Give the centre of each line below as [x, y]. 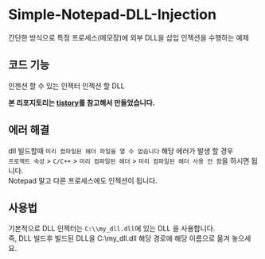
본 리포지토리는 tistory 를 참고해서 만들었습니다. [82, 102]
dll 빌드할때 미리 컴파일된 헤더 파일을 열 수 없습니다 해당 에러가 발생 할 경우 [121, 151]
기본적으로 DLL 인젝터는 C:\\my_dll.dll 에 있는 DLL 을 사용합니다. [112, 229]
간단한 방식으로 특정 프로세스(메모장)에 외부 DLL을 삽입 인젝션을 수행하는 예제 [129, 37]
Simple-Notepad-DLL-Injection [113, 15]
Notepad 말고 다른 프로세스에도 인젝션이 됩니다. [83, 180]
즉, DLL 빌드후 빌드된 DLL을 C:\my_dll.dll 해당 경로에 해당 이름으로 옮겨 [119, 238]
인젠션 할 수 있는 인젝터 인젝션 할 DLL [66, 86]
